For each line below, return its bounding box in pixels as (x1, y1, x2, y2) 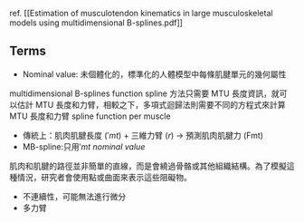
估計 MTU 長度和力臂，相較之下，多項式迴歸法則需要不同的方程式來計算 (16, 99, 286, 110)
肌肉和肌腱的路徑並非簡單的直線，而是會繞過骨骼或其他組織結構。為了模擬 (9, 160, 287, 171)
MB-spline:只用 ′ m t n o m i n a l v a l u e (22, 140, 146, 152)
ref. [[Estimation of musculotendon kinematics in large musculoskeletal (9, 8, 273, 18)
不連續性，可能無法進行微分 (22, 190, 127, 202)
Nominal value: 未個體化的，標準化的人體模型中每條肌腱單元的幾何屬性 (22, 68, 287, 80)
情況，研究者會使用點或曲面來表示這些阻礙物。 (16, 171, 192, 182)
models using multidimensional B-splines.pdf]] (9, 17, 184, 28)
